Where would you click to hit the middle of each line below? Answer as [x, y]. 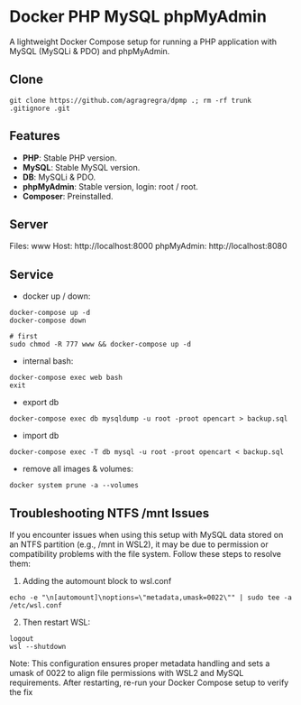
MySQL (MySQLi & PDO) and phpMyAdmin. [90, 51]
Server [29, 224]
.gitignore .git [40, 108]
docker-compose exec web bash [66, 378]
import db [41, 436]
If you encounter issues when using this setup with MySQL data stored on [146, 535]
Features [35, 136]
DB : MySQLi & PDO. [59, 177]
